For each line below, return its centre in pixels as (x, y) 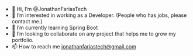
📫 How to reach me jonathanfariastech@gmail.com (74, 46)
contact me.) (27, 21)
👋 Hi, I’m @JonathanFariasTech (49, 9)
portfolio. (23, 40)
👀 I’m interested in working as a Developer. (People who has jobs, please (99, 15)
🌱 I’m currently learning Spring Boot (55, 27)
